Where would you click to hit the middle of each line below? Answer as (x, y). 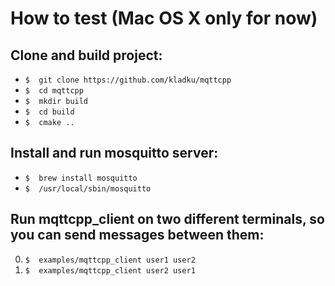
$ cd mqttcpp (54, 91)
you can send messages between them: (137, 235)
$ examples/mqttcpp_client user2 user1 (110, 270)
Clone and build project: (86, 55)
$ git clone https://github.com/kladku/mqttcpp (128, 80)
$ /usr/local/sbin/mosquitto (88, 188)
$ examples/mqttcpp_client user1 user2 (110, 260)
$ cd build (49, 112)
